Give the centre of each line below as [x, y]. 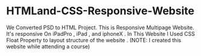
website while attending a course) [48, 46]
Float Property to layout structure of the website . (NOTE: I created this [94, 40]
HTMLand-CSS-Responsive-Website [100, 11]
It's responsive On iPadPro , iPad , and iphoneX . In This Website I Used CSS [101, 33]
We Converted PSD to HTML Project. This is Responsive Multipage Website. [100, 27]
